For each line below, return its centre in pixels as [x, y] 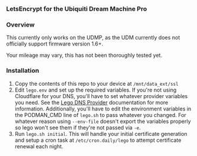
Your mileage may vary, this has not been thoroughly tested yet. [84, 56]
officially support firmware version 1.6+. [55, 44]
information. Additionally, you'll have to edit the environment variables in [103, 109]
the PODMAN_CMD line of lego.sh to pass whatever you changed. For [101, 115]
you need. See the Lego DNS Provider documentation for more [91, 102]
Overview [20, 24]
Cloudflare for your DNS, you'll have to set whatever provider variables [101, 96]
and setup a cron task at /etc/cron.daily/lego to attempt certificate [98, 140]
